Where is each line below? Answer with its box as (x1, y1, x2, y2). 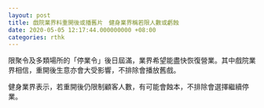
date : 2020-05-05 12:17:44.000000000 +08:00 (8, 26, 156, 34)
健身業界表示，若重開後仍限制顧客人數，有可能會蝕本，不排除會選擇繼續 (8, 82, 242, 92)
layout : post (8, 11, 51, 20)
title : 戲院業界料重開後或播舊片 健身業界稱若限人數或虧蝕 (8, 19, 179, 27)
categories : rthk (8, 33, 65, 41)
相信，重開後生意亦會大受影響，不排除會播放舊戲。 (14, 66, 181, 75)
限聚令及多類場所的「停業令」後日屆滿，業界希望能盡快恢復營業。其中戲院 (8, 56, 249, 65)
